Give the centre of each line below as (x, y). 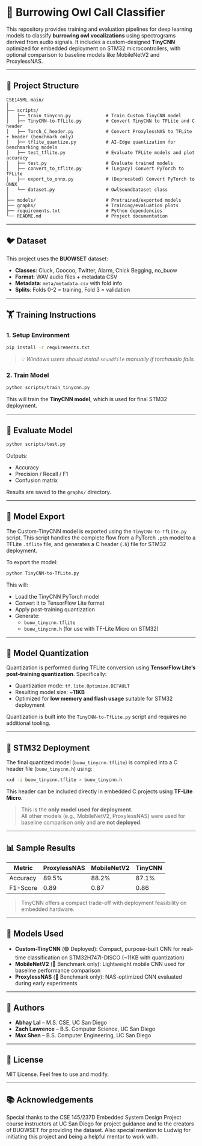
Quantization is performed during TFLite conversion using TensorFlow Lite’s (101, 668)
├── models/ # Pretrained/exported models (94, 200)
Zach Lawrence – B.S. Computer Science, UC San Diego (85, 1029)
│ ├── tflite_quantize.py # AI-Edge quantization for (91, 142)
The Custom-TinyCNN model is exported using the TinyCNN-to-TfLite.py (96, 531)
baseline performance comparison (58, 970)
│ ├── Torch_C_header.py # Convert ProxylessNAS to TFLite (99, 131)
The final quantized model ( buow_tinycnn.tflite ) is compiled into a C (92, 762)
